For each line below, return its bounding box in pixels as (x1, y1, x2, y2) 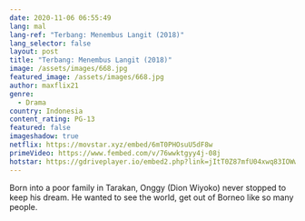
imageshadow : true (9, 132, 79, 141)
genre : (9, 89, 34, 98)
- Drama (17, 97, 47, 107)
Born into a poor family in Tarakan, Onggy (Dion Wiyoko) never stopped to (9, 182, 287, 193)
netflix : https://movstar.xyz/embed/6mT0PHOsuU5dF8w (9, 140, 213, 149)
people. (9, 201, 38, 212)
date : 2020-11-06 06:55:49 (9, 13, 112, 23)
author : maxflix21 (9, 81, 79, 90)
